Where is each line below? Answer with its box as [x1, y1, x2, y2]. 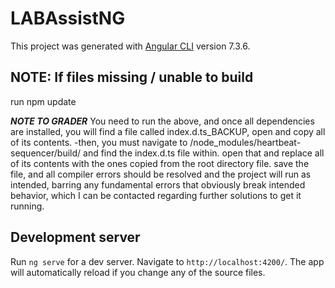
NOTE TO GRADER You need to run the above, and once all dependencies [10, 115, 315, 127]
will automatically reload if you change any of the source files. [10, 266, 266, 278]
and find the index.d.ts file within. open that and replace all [83, 147, 325, 159]
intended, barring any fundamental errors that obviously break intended [10, 178, 306, 191]
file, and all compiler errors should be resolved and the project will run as [10, 168, 312, 180]
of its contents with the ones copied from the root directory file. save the [10, 157, 310, 169]
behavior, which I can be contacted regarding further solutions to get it [10, 189, 302, 201]
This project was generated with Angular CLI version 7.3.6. [10, 40, 251, 52]
